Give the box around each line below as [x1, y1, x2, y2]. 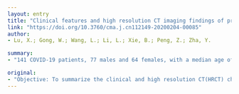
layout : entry [7, 10, 50, 18]
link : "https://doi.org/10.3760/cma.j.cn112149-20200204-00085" [7, 23, 202, 31]
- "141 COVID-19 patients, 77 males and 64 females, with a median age [7, 56, 224, 64]
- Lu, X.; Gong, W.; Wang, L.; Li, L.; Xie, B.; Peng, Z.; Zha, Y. [7, 37, 212, 44]
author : [7, 30, 31, 38]
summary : [7, 50, 33, 57]
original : [7, 69, 37, 76]
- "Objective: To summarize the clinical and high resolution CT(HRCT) [7, 75, 224, 83]
